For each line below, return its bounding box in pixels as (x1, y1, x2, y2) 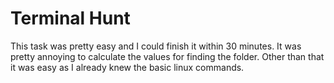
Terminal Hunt (10, 7, 131, 30)
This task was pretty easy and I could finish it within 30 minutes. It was (10, 40, 302, 52)
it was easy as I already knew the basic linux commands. (10, 61, 245, 73)
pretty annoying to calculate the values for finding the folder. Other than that (10, 50, 325, 62)
